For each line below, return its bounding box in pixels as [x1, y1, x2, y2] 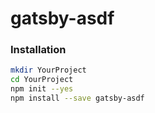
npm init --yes [10, 84, 74, 94]
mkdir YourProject [10, 65, 87, 76]
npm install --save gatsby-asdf [10, 93, 145, 104]
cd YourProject [10, 75, 74, 85]
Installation [10, 43, 67, 57]
